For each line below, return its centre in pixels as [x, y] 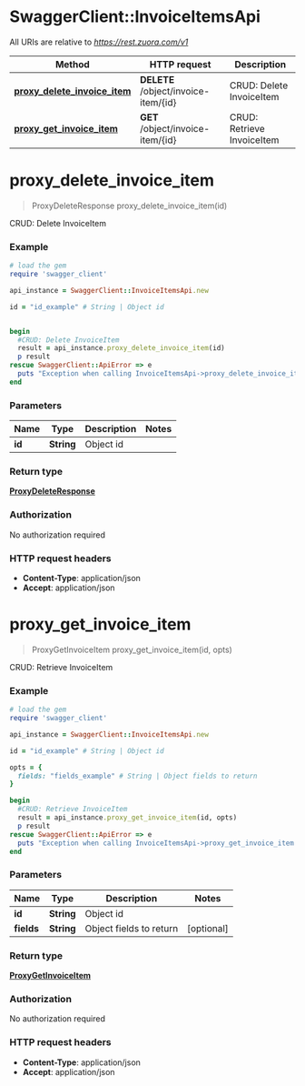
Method [73, 64]
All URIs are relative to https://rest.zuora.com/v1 [99, 42]
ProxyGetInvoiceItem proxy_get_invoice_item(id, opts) [132, 649]
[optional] [207, 928]
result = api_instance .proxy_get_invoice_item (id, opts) [128, 818]
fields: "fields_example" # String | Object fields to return [138, 776]
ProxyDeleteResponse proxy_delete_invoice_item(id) [129, 206]
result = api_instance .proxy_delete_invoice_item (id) [121, 348]
